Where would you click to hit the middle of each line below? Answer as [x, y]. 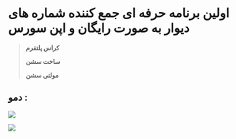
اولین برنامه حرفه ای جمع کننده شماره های [119, 13]
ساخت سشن [43, 61]
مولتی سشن [42, 75]
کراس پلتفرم [42, 48]
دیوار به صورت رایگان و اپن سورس [99, 28]
